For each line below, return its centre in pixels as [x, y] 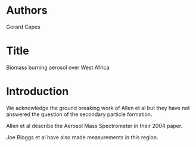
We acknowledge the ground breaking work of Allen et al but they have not [98, 108]
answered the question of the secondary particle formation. [79, 114]
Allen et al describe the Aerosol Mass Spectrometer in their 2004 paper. [94, 126]
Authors [27, 10]
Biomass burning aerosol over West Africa [58, 67]
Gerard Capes [23, 27]
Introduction [38, 91]
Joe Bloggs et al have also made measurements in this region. [83, 137]
